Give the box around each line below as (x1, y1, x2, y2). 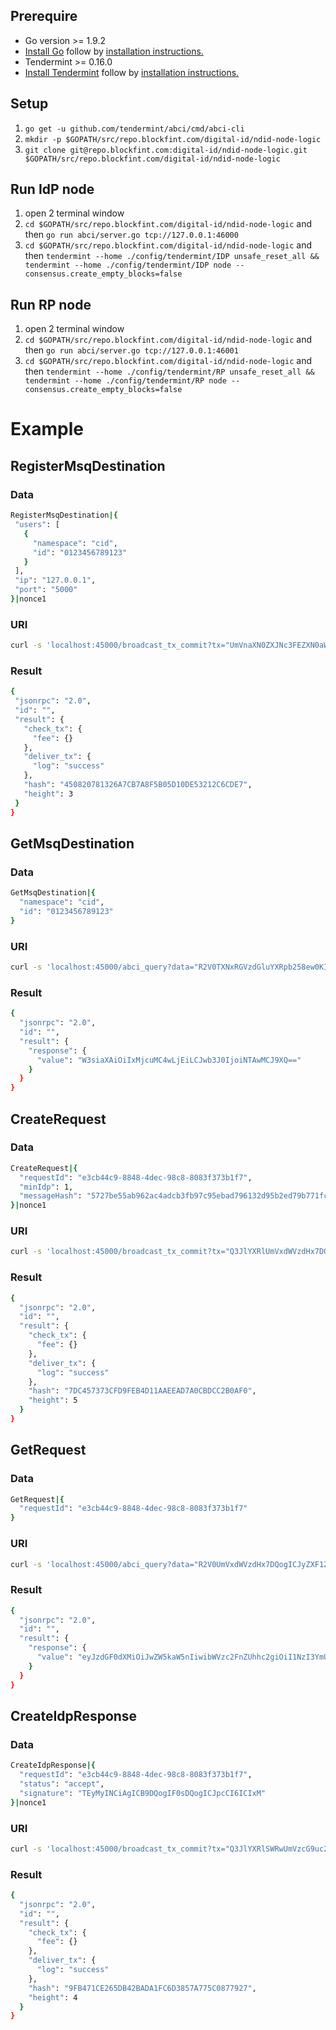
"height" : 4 (28, 1992, 78, 2003)
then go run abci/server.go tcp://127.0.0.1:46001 (24, 344, 239, 356)
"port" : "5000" (14, 585, 78, 595)
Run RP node (10, 296, 92, 313)
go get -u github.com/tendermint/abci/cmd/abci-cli (24, 124, 245, 134)
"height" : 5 (28, 1395, 78, 1406)
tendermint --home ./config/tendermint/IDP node (24, 260, 232, 271)
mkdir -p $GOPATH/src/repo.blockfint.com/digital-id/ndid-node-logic (24, 134, 322, 144)
